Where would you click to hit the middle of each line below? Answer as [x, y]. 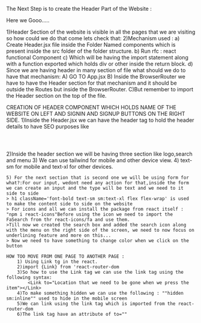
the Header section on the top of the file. [56, 96]
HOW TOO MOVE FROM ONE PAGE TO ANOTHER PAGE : [65, 256]
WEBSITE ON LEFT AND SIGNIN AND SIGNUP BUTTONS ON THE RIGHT [96, 114]
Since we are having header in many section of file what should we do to [96, 70]
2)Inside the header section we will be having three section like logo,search [100, 154]
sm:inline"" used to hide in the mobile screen [67, 298]
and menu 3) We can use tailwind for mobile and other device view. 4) [93, 160]
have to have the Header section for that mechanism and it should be [91, 83]
